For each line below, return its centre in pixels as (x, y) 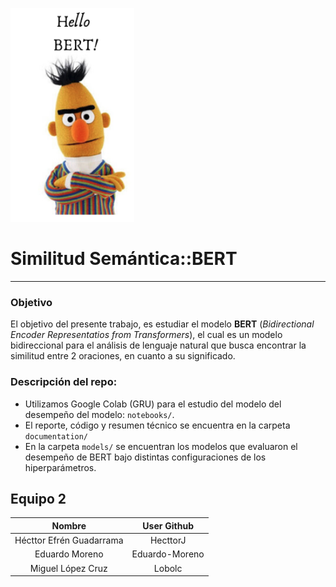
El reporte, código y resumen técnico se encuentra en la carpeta (157, 425)
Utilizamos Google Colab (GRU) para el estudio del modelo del (153, 404)
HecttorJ (168, 540)
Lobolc (168, 568)
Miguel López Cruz (68, 568)
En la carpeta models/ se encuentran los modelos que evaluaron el (161, 446)
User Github (168, 525)
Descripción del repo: (64, 382)
